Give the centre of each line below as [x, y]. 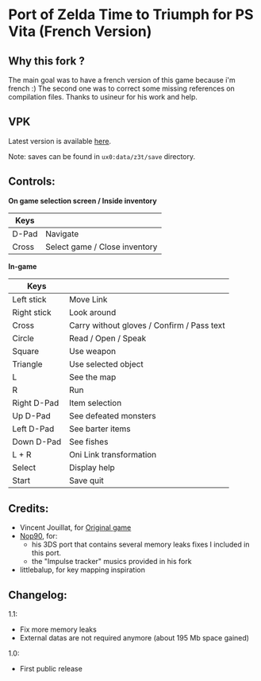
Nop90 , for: [38, 536]
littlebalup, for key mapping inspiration [82, 570]
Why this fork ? [46, 61]
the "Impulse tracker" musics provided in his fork [111, 562]
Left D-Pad [33, 429]
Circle [23, 338]
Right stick [32, 312]
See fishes [88, 442]
